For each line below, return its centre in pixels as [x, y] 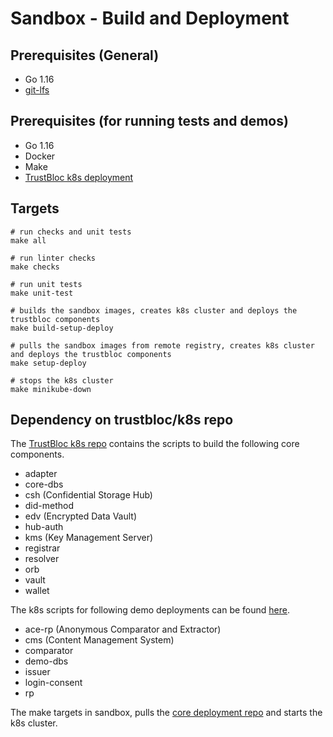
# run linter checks [53, 258]
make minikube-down [51, 389]
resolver [42, 559]
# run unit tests [46, 284]
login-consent [53, 683]
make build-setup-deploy [62, 328]
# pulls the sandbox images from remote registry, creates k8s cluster [162, 345]
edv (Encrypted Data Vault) [81, 516]
